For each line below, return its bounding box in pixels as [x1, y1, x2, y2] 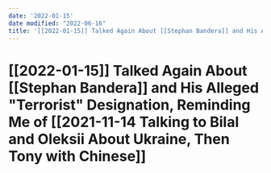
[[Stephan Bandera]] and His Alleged [8, 78, 260, 97]
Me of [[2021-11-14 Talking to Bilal [8, 113, 240, 131]
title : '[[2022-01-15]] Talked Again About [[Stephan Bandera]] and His [8, 27, 258, 35]
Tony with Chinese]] [8, 146, 147, 165]
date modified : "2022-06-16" [8, 19, 106, 27]
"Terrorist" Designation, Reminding [8, 96, 252, 113]
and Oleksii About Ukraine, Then [8, 130, 230, 148]
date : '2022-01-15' [8, 11, 74, 20]
